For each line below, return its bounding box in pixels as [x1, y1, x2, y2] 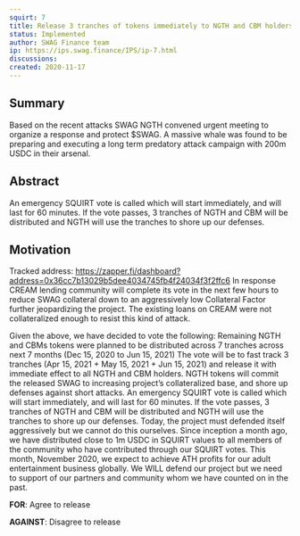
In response [231, 276, 277, 286]
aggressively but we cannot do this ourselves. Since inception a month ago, [9, 425, 288, 436]
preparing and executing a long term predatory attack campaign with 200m [9, 138, 287, 149]
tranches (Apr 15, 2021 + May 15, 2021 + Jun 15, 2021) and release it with [9, 359, 277, 370]
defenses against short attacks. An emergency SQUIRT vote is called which [9, 387, 287, 398]
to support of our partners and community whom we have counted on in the [9, 473, 288, 483]
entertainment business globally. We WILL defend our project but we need [9, 463, 283, 474]
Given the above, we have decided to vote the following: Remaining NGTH [9, 331, 281, 342]
